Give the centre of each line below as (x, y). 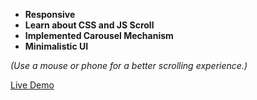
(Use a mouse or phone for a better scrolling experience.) (129, 65)
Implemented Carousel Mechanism (99, 35)
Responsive (50, 14)
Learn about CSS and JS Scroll (89, 25)
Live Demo (32, 85)
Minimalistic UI (56, 46)
